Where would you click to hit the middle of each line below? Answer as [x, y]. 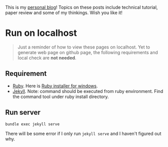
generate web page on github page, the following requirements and [88, 52]
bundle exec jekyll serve [32, 124]
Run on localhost [41, 33]
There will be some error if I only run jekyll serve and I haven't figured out [83, 133]
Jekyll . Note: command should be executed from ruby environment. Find [88, 91]
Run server [23, 112]
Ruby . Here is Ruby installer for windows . [55, 86]
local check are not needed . [47, 58]
